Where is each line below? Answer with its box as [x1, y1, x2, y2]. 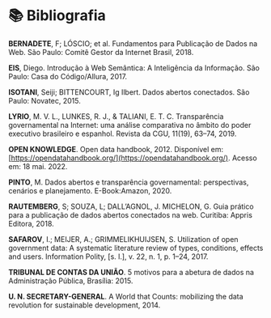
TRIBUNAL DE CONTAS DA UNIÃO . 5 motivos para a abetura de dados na [8, 267, 255, 277]
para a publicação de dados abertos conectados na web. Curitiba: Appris [8, 210, 253, 219]
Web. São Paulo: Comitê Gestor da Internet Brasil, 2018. [8, 47, 194, 57]
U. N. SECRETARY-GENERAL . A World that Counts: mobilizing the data [8, 291, 244, 301]
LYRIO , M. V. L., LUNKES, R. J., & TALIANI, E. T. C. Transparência [8, 111, 224, 121]
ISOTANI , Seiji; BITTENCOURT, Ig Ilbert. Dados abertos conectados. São [8, 87, 250, 97]
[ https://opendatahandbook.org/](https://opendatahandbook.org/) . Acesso [8, 153, 257, 163]
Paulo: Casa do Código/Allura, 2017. [8, 71, 128, 81]
